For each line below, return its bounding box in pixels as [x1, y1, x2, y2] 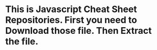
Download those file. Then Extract [5, 25, 152, 36]
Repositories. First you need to [5, 14, 137, 26]
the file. [5, 36, 39, 47]
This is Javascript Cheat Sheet [5, 4, 137, 15]
